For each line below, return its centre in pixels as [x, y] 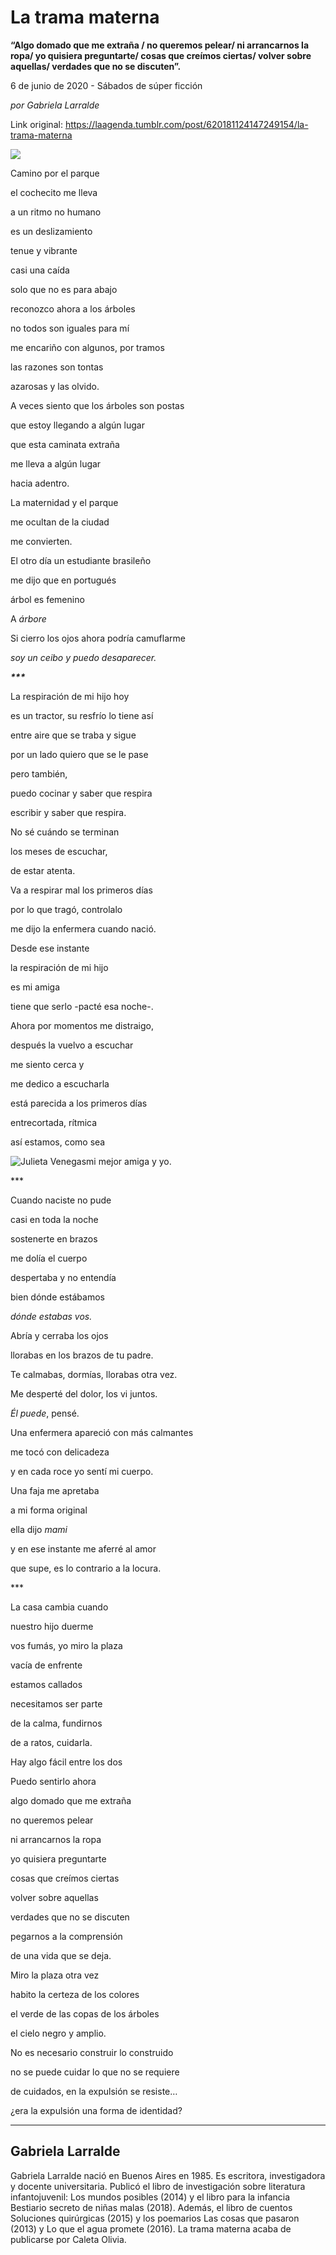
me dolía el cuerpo [49, 1258]
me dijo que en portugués [63, 580]
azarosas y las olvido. [55, 386]
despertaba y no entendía [63, 1277]
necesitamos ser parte [56, 1703]
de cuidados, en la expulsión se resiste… [94, 2091]
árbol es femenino [47, 599]
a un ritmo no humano [56, 212]
